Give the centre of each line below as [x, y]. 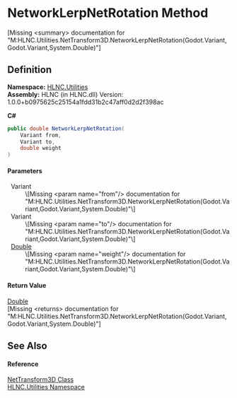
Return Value [27, 285]
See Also [27, 345]
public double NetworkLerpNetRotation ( [66, 129]
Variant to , [37, 142]
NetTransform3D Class [41, 380]
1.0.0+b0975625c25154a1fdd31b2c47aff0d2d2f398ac [86, 102]
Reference [23, 364]
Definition [29, 70]
